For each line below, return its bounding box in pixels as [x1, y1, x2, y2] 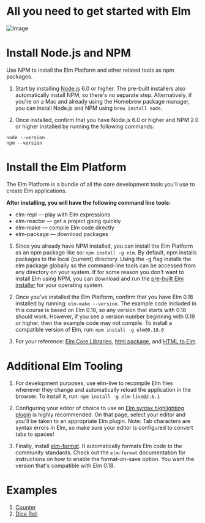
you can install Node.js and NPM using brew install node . [15, 104, 163, 112]
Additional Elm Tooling [6, 359, 123, 373]
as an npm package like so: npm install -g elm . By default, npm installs [15, 248, 197, 256]
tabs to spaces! [15, 430, 54, 438]
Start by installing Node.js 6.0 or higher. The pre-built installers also [15, 85, 185, 92]
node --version [6, 134, 45, 140]
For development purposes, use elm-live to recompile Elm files [15, 379, 173, 387]
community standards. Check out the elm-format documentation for [15, 449, 186, 456]
